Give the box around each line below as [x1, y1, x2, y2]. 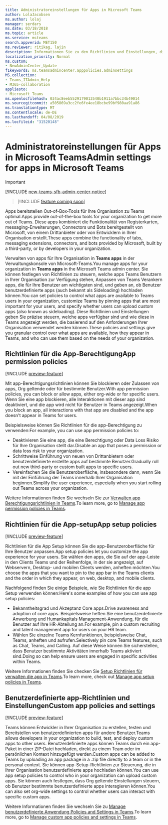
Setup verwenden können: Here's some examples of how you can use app [5, 590, 157, 596]
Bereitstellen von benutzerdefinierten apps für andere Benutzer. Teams [5, 730, 150, 736]
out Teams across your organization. [12, 485, 88, 491]
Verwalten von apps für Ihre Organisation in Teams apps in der [5, 255, 135, 261]
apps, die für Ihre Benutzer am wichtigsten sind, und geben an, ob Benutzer [5, 282, 161, 288]
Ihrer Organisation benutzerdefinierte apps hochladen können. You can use [5, 767, 159, 773]
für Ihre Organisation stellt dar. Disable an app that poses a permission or [12, 443, 162, 449]
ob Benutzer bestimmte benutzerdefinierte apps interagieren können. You [5, 783, 155, 789]
